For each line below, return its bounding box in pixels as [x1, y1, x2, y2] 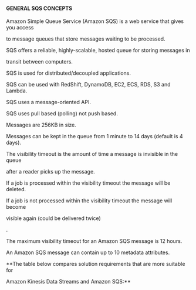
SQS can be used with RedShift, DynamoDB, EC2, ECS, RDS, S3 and [6, 81, 171, 88]
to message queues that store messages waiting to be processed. [6, 35, 165, 42]
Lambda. [6, 87, 28, 94]
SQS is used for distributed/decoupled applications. [6, 69, 131, 76]
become [6, 204, 26, 211]
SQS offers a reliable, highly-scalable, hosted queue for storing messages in [6, 47, 190, 54]
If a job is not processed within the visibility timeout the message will [6, 197, 173, 204]
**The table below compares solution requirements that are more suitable [6, 261, 185, 268]
